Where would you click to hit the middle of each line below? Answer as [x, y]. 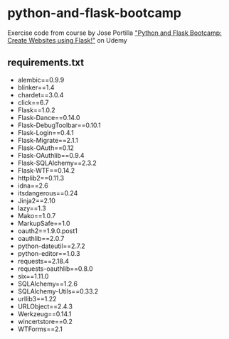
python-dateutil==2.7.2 [51, 246]
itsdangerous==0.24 [48, 193]
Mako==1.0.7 [37, 215]
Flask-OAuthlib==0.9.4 [51, 155]
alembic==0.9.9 [41, 80]
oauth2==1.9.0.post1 [48, 231]
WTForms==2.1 [40, 329]
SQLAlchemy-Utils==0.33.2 [58, 291]
